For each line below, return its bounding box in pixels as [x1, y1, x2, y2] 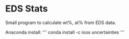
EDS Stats [5, 3, 48, 14]
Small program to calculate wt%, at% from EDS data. [5, 19, 116, 25]
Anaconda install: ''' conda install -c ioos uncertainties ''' [5, 29, 125, 35]
